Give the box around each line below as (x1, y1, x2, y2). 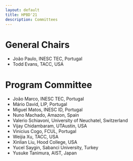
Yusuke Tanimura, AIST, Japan (12, 150, 77, 156)
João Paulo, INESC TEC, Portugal (12, 56, 83, 62)
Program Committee (5, 79, 92, 91)
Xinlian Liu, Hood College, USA (12, 139, 78, 145)
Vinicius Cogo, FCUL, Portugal (12, 128, 77, 135)
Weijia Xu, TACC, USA (12, 133, 59, 140)
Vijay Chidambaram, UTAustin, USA (12, 123, 87, 129)
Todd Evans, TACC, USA (12, 61, 64, 67)
